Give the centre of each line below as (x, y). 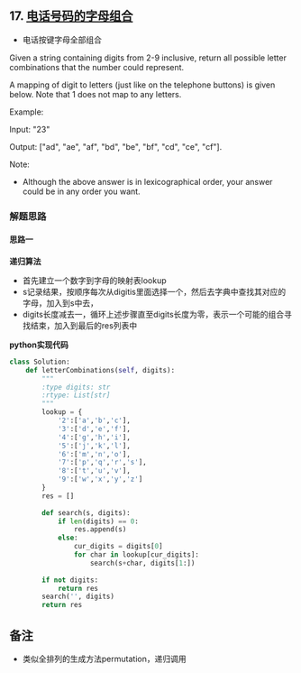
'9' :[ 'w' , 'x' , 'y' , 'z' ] (100, 479)
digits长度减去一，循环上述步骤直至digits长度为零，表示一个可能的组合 (153, 314)
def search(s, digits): (86, 512)
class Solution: (40, 362)
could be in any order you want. (82, 191)
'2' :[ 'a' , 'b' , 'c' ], (94, 421)
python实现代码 (39, 345)
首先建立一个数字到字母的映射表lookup (94, 280)
